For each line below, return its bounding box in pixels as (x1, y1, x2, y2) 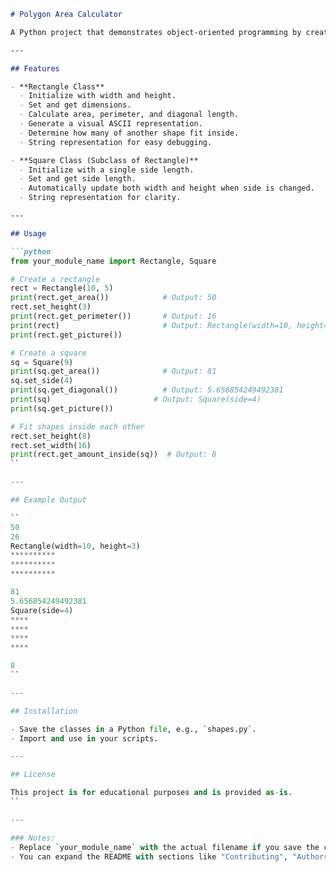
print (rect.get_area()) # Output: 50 (10, 293, 217, 303)
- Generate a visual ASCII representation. (19, 119, 203, 129)
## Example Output (10, 495, 87, 505)
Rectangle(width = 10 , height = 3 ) (10, 541, 141, 551)
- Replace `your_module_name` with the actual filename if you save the (10, 842, 320, 852)
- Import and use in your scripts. (10, 733, 159, 744)
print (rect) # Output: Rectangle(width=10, (10, 320, 293, 330)
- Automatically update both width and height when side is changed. (19, 183, 315, 194)
